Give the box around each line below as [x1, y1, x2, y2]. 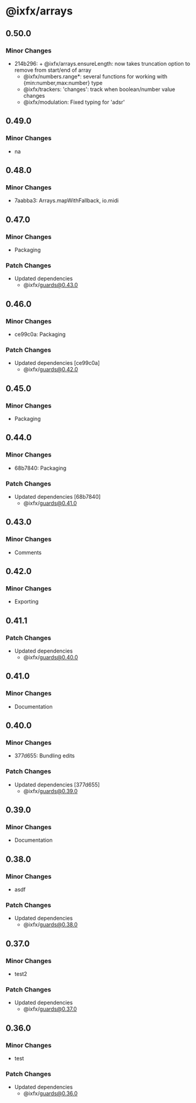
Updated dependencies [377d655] [14, 781, 100, 788]
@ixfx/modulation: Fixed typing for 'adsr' [23, 98, 125, 106]
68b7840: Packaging [14, 464, 67, 472]
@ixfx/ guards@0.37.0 [23, 1005, 78, 1013]
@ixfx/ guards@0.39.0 [23, 787, 78, 794]
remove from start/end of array [14, 66, 91, 74]
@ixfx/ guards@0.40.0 [23, 653, 79, 661]
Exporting [14, 598, 39, 605]
